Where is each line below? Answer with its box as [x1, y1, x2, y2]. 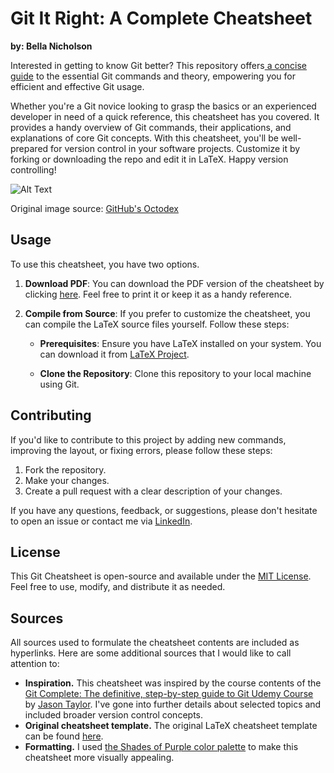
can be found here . [24, 730, 104, 742]
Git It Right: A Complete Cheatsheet [10, 7, 313, 30]
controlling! [10, 163, 57, 176]
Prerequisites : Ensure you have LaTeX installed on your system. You [39, 337, 322, 349]
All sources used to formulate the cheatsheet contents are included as [10, 637, 300, 649]
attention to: [10, 658, 60, 670]
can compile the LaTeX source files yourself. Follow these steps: [24, 318, 290, 330]
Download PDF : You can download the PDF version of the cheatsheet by [24, 277, 325, 289]
